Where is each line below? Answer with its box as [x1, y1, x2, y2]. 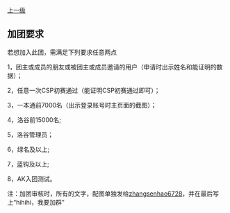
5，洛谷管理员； [7, 130, 54, 139]
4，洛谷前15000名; [7, 115, 61, 123]
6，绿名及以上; [7, 145, 50, 153]
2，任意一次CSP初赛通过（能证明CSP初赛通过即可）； [7, 86, 161, 94]
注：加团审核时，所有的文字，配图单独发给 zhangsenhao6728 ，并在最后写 [7, 189, 219, 198]
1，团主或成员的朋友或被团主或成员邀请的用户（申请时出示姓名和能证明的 [7, 62, 217, 71]
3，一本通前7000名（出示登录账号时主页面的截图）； [7, 101, 157, 109]
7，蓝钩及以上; [7, 160, 50, 168]
